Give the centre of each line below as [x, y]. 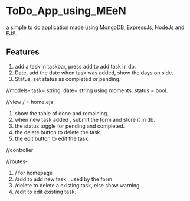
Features [23, 52]
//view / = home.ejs [30, 102]
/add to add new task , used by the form [63, 179]
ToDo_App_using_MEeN [66, 11]
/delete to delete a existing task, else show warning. [78, 185]
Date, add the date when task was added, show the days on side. [94, 73]
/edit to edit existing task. [45, 192]
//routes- [17, 161]
